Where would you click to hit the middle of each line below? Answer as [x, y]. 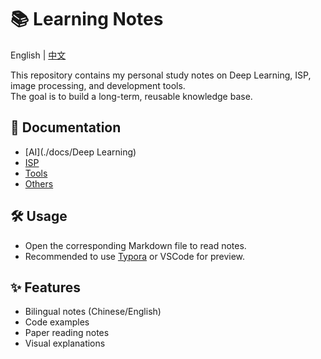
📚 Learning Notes [87, 19]
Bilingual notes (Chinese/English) [93, 312]
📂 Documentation [66, 127]
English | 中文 [38, 55]
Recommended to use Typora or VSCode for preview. [135, 256]
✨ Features [45, 287]
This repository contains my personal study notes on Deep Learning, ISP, [161, 75]
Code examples [57, 322]
